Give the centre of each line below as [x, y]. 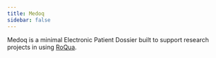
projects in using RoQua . [42, 47]
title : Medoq [26, 13]
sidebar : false [29, 20]
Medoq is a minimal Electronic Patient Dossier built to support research [108, 39]
